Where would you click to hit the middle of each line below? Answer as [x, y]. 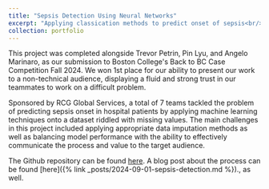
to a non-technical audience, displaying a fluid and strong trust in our [122, 79]
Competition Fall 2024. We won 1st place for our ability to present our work [132, 70]
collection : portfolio [46, 30]
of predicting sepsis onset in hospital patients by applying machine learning [133, 111]
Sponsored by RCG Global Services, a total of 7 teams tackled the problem [131, 103]
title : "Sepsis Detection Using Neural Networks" [93, 16]
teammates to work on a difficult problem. [77, 87]
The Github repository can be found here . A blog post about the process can [134, 161]
